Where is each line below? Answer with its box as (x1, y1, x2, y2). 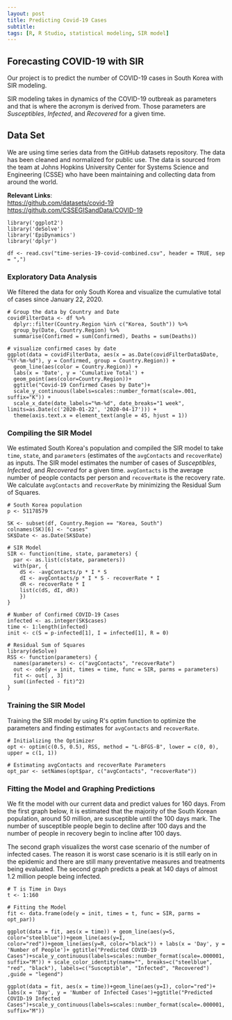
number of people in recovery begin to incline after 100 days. (7, 829, 182, 838)
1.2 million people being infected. (7, 872, 102, 881)
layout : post (7, 10, 45, 17)
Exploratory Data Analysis (7, 272, 97, 282)
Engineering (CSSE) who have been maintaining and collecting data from (7, 170, 216, 178)
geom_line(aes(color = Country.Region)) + (13, 363, 138, 371)
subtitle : (7, 23, 36, 30)
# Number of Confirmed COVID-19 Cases (7, 612, 119, 619)
